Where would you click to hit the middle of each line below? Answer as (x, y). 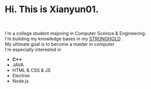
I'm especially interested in (33, 49)
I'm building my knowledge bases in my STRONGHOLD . (64, 39)
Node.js (20, 81)
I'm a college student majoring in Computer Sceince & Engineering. (75, 33)
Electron (21, 75)
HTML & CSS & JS (31, 70)
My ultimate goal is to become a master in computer (60, 44)
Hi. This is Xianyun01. (52, 9)
